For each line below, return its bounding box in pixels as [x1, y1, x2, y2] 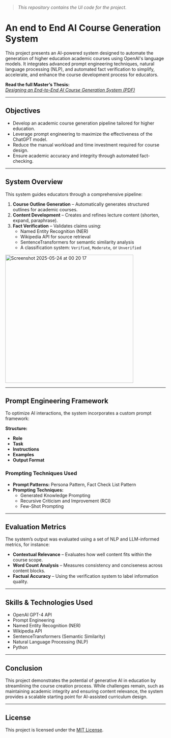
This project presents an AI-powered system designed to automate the [5, 50, 154, 56]
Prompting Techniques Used [5, 470, 77, 477]
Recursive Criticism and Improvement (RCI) [20, 498, 111, 504]
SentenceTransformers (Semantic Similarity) [12, 633, 106, 639]
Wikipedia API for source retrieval [20, 233, 91, 239]
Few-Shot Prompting [20, 503, 64, 509]
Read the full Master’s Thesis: [5, 81, 70, 87]
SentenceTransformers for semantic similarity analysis [20, 239, 134, 245]
